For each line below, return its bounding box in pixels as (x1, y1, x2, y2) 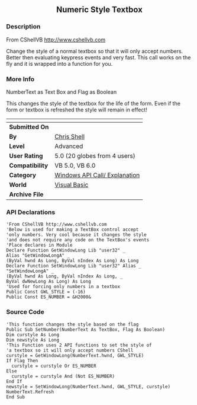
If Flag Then (6, 358, 38, 363)
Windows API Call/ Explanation (54, 171, 140, 179)
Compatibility (9, 161, 49, 170)
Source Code (6, 308, 44, 316)
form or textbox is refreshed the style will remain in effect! (6, 106, 148, 113)
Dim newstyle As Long (6, 337, 60, 343)
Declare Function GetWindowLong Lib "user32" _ (6, 247, 126, 254)
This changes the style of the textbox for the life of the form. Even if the (6, 100, 180, 107)
